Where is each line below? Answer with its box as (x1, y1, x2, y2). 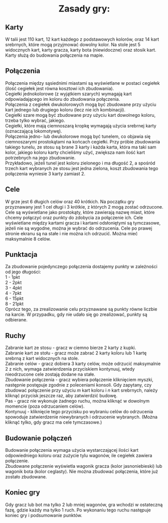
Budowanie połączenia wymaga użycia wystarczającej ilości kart (5, 447, 139, 453)
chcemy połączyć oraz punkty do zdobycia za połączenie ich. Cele (5, 214, 143, 221)
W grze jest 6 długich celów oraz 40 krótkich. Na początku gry (5, 199, 134, 205)
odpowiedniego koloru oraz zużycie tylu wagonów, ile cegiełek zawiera (5, 452, 152, 459)
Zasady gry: (58, 3, 110, 15)
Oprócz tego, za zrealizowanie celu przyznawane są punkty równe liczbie (5, 306, 157, 312)
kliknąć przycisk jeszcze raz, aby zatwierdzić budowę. (5, 393, 118, 399)
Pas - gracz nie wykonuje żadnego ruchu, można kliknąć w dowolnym (5, 398, 150, 404)
